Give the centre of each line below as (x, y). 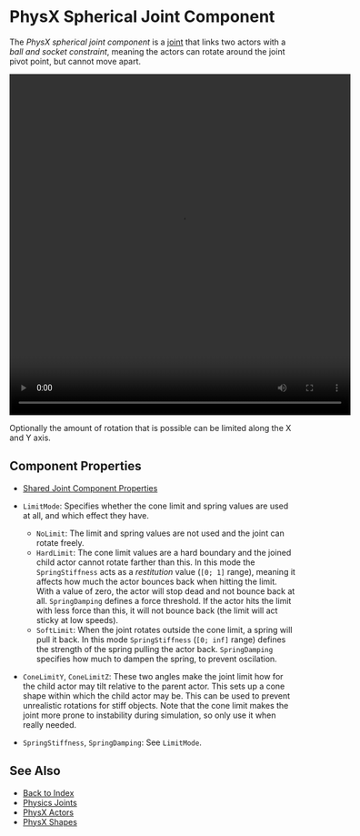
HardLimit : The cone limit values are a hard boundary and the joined (164, 552)
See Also (35, 771)
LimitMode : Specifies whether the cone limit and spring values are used (155, 506)
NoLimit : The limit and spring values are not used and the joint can (160, 533)
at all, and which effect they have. (86, 515)
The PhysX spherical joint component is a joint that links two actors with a (148, 42)
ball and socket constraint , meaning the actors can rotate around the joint (147, 51)
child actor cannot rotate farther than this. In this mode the (145, 562)
